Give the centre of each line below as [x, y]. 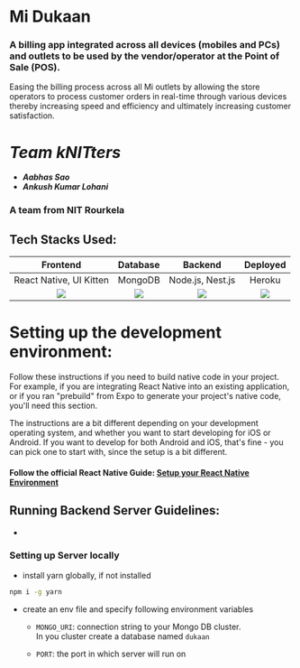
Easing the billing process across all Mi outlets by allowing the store [135, 87]
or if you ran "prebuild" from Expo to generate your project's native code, [145, 396]
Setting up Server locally [64, 555]
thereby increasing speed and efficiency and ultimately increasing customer [150, 107]
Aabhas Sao [46, 177]
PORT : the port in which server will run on [111, 654]
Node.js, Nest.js [202, 280]
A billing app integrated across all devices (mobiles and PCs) [145, 45]
